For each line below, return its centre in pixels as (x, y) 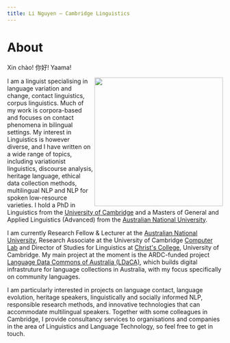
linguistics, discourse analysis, (50, 168)
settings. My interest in (39, 132)
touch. (16, 333)
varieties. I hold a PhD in (41, 205)
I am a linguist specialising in (48, 81)
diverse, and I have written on (49, 146)
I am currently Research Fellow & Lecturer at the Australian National (102, 233)
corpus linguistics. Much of (46, 103)
